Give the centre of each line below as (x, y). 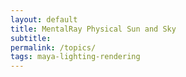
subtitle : (31, 38)
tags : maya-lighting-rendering (75, 57)
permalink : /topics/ (53, 47)
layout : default (44, 19)
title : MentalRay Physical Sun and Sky (93, 29)
